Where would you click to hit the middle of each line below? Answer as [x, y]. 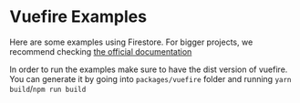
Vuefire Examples [78, 17]
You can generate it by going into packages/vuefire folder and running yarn [150, 78]
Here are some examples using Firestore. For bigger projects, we [131, 42]
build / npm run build [48, 88]
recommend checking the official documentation [101, 51]
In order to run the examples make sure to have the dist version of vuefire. [149, 69]
